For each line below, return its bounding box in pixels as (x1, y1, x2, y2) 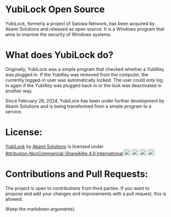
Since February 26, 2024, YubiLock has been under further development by (5, 98, 165, 104)
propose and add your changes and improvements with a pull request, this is (5, 190, 166, 197)
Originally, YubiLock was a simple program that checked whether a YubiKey (5, 66, 164, 72)
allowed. (5, 196, 23, 202)
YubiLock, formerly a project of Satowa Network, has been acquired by (5, 20, 155, 27)
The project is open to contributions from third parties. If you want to (5, 185, 150, 191)
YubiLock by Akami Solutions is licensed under (5, 143, 104, 149)
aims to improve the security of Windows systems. (5, 31, 112, 37)
